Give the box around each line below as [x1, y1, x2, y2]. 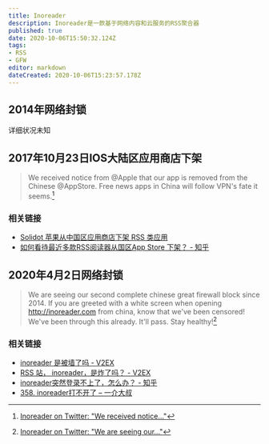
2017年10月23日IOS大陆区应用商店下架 [8, 151, 203, 165]
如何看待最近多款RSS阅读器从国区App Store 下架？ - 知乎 [19, 242, 210, 252]
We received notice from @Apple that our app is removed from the [27, 173, 248, 182]
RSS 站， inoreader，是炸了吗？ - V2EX [19, 367, 151, 377]
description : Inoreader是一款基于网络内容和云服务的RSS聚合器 [8, 19, 200, 27]
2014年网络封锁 [8, 103, 86, 117]
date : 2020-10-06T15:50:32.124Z [8, 34, 116, 42]
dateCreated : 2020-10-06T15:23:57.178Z [8, 71, 142, 79]
